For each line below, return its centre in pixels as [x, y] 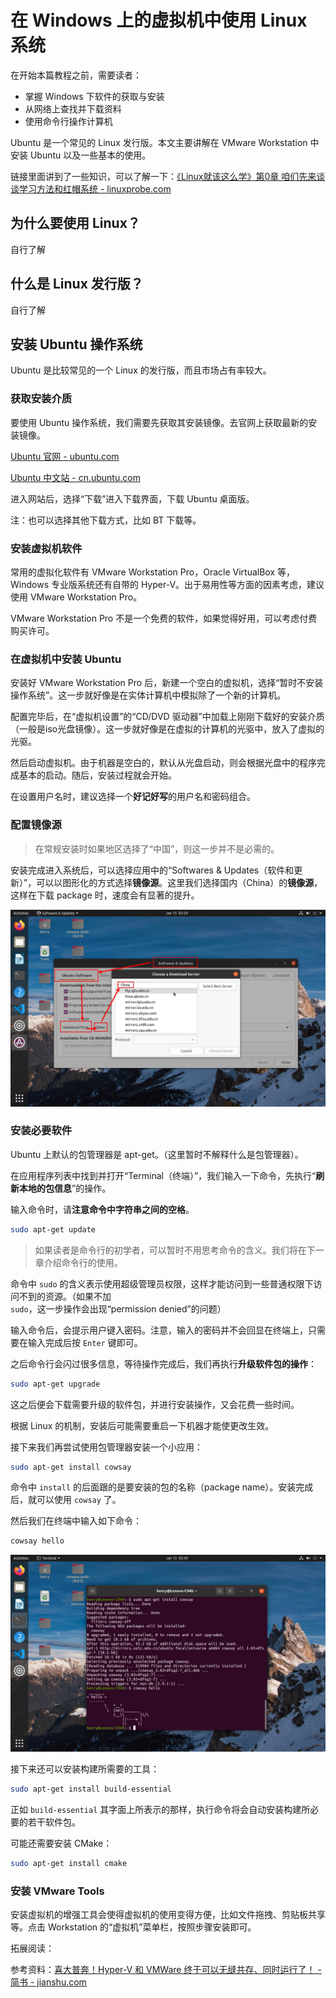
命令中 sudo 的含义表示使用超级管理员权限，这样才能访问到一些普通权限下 [162, 1283]
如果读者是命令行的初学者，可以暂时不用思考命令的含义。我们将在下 [175, 1250]
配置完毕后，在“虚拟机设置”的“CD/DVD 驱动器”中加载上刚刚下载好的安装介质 [167, 717]
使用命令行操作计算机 [68, 121]
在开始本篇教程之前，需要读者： [76, 75]
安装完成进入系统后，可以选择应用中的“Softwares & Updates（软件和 [152, 870]
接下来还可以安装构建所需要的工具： [85, 1769]
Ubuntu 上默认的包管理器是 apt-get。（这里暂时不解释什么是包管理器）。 [157, 1154]
